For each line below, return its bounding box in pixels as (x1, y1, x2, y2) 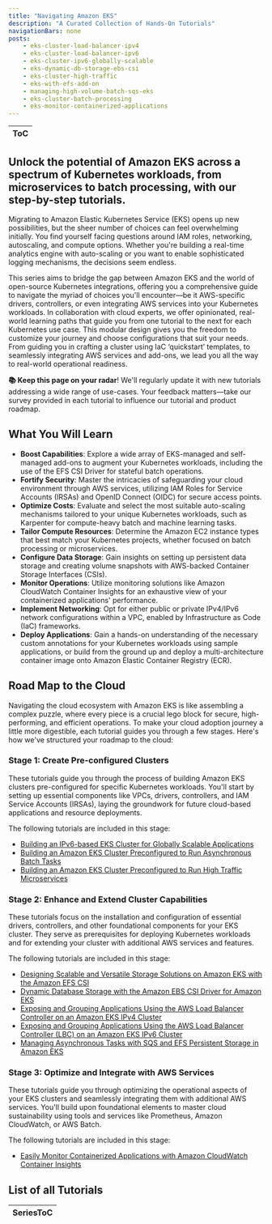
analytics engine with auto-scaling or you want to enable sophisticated (8, 249, 244, 258)
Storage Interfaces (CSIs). (19, 569, 108, 579)
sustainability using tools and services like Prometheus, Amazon (8, 1111, 223, 1121)
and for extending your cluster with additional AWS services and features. (8, 938, 255, 948)
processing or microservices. (19, 543, 118, 553)
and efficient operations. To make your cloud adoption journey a (49, 717, 264, 727)
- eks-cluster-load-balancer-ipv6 (23, 49, 139, 57)
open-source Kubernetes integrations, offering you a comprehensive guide (8, 281, 258, 291)
